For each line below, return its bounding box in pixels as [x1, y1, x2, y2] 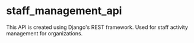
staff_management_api [6, 4, 122, 18]
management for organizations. [6, 29, 83, 37]
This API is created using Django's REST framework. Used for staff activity [6, 24, 188, 31]
